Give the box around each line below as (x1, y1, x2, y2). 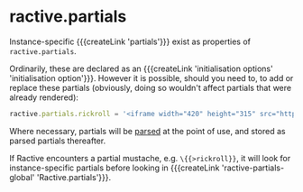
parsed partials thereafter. (9, 135, 106, 146)
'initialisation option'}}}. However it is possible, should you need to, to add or (9, 72, 294, 83)
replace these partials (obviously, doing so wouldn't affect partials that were (9, 82, 291, 93)
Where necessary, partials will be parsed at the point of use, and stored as (9, 125, 286, 136)
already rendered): (9, 92, 79, 103)
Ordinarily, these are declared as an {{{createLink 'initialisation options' (9, 63, 273, 74)
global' (9, 171, 35, 182)
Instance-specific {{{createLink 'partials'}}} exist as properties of (9, 36, 251, 47)
